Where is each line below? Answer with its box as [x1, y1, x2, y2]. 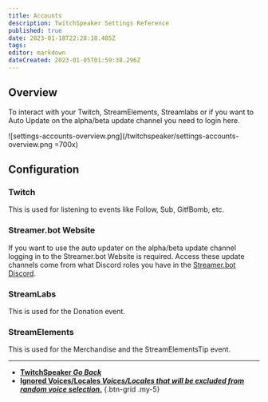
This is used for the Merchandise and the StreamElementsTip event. [8, 344, 231, 354]
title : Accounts [8, 11, 62, 20]
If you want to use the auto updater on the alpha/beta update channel [8, 243, 237, 253]
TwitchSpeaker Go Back [19, 368, 102, 377]
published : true [8, 26, 62, 34]
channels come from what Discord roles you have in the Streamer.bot [8, 260, 236, 269]
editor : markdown [8, 49, 66, 57]
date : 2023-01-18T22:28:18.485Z [8, 34, 116, 42]
